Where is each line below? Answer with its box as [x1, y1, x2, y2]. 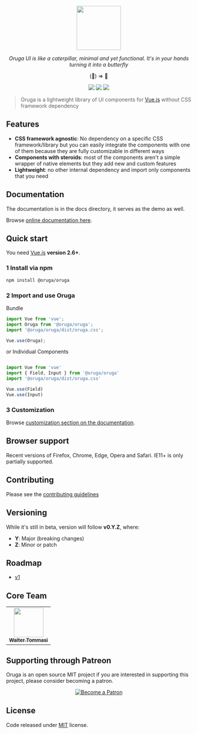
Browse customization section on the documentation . [6, 419, 135, 426]
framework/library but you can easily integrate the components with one [14, 141, 190, 148]
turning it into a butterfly [69, 61, 128, 68]
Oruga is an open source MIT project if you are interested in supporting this [6, 671, 189, 678]
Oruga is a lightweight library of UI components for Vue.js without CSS [20, 96, 192, 103]
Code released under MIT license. [6, 721, 88, 728]
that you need [14, 172, 49, 180]
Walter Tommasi [9, 637, 48, 644]
